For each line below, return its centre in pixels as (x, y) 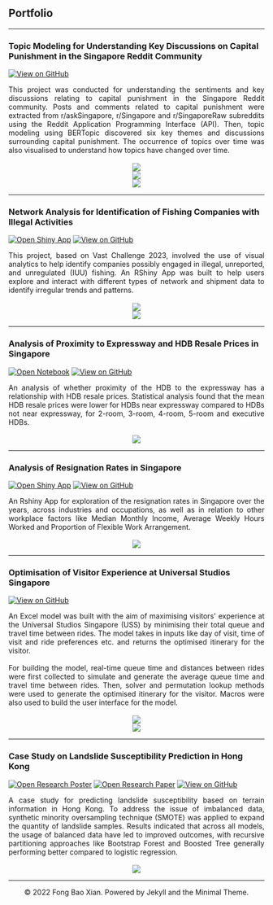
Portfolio (31, 13)
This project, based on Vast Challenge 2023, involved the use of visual (136, 256)
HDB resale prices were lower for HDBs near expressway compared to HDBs (136, 404)
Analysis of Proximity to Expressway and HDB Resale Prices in (134, 343)
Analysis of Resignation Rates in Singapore (95, 467)
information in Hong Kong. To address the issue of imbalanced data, (136, 808)
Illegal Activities (41, 222)
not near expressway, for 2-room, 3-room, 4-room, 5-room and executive (136, 413)
